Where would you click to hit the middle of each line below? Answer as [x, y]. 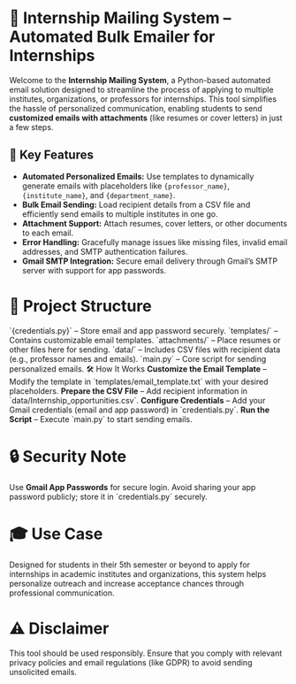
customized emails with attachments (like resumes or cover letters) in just [146, 118]
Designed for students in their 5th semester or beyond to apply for [129, 565]
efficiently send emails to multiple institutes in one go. [120, 214]
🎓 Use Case [56, 534]
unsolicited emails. [43, 672]
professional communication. [62, 593]
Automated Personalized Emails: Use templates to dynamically [138, 176]
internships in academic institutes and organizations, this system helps [138, 573]
